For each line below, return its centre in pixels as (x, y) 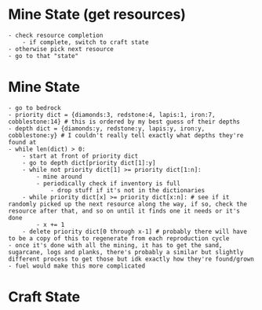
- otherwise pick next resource (61, 49)
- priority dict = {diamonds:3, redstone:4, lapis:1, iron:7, (112, 115)
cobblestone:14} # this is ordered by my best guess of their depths (124, 122)
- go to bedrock (35, 108)
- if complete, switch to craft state (86, 42)
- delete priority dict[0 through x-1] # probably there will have (135, 232)
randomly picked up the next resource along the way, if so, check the (127, 204)
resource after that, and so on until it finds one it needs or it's (124, 211)
